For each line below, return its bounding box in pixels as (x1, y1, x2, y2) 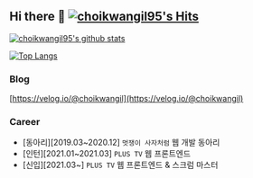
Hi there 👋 (9, 9, 66, 24)
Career (9, 116, 41, 129)
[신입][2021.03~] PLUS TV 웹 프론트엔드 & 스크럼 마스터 (22, 159, 219, 171)
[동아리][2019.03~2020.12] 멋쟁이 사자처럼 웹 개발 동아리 (22, 137, 220, 148)
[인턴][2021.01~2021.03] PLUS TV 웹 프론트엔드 (22, 148, 192, 159)
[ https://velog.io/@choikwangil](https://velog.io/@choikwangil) (9, 93, 244, 104)
